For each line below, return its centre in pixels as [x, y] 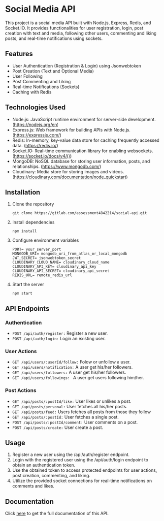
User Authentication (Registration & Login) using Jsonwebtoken [77, 65]
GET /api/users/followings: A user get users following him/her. [78, 378]
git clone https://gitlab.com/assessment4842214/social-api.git [80, 213]
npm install [24, 231]
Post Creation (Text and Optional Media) [53, 71]
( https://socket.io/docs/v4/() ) [42, 156]
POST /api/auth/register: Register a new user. [60, 333]
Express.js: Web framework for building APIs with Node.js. [71, 130]
